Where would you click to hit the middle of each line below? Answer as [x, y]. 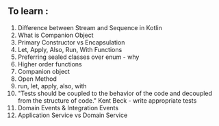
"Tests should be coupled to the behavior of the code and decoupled [115, 93]
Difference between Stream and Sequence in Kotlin [90, 27]
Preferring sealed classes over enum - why [78, 57]
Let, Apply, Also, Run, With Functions [70, 49]
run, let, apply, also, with [52, 86]
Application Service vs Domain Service [73, 115]
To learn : [28, 11]
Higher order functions [50, 64]
